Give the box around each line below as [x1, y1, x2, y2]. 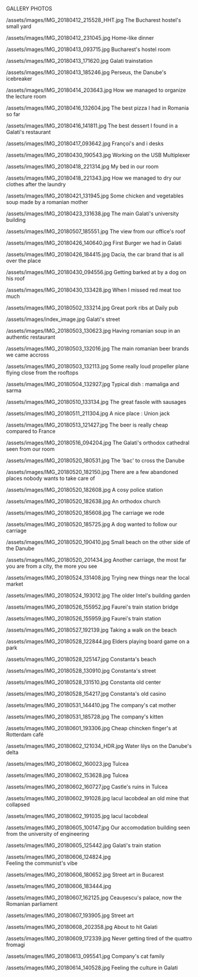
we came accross [6, 351, 49, 358]
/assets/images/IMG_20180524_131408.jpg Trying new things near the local [6, 574, 190, 581]
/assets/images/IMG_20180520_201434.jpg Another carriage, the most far [6, 556, 187, 563]
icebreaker [6, 75, 33, 82]
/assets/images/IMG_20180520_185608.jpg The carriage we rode [6, 510, 164, 516]
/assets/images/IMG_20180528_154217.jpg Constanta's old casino [6, 690, 167, 697]
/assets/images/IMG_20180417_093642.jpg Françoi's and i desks [6, 140, 164, 147]
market [6, 581, 24, 587]
